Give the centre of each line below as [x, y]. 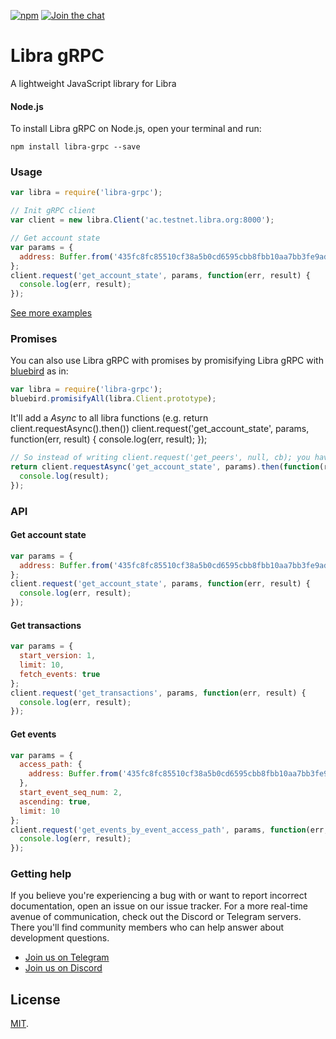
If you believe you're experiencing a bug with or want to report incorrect [159, 896]
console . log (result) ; [64, 476]
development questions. [60, 938]
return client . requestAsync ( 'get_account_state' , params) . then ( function [165, 467]
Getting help [41, 874]
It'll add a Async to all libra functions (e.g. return [109, 418]
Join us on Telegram [67, 957]
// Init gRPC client [53, 211]
